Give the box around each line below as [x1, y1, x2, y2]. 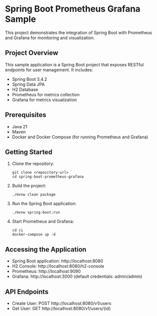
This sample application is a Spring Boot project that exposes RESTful [5, 61, 144, 67]
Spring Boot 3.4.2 [12, 76, 47, 82]
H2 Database [12, 86, 39, 92]
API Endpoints [5, 287, 49, 296]
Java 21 [12, 123, 28, 129]
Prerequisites [5, 111, 46, 119]
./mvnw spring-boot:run [12, 210, 60, 215]
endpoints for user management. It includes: [5, 67, 93, 73]
